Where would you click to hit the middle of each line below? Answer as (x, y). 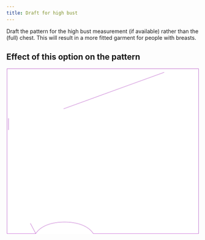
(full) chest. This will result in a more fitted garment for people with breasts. (102, 37)
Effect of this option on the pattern (73, 57)
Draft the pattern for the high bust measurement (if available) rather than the (102, 31)
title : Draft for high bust (42, 13)
